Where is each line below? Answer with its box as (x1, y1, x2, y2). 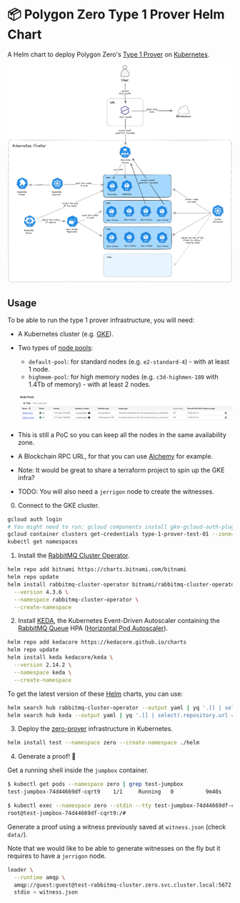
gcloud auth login (7, 516, 62, 523)
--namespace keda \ (14, 669, 72, 676)
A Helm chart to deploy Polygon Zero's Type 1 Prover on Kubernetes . (7, 50, 210, 59)
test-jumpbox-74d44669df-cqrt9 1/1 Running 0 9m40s (7, 788, 222, 796)
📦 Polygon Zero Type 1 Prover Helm (7, 6, 225, 23)
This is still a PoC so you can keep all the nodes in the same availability (17, 430, 227, 439)
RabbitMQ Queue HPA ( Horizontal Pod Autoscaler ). (17, 624, 169, 633)
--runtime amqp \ (14, 874, 66, 881)
